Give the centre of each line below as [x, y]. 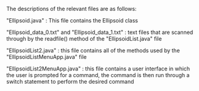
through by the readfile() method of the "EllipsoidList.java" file [84, 39]
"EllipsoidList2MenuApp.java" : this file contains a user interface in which [98, 69]
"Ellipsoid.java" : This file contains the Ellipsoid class [72, 20]
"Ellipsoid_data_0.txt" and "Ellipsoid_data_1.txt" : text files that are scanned [100, 32]
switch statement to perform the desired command [70, 82]
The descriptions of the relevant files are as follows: [71, 9]
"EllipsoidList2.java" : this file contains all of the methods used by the [93, 50]
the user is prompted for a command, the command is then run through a [98, 75]
